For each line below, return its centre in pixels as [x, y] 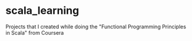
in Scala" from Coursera [35, 32]
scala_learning [42, 11]
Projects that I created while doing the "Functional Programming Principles [96, 27]
